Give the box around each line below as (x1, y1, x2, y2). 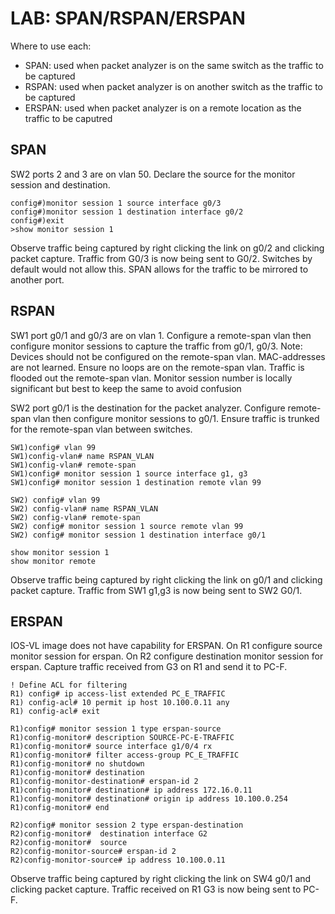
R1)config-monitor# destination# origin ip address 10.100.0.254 (10, 794, 288, 804)
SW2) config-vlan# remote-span (10, 512, 141, 522)
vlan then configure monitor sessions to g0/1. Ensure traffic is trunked (33, 412, 320, 424)
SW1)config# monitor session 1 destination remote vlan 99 (10, 477, 262, 487)
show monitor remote (10, 556, 97, 566)
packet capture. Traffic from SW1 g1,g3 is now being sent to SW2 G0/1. (10, 584, 303, 596)
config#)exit (10, 215, 65, 226)
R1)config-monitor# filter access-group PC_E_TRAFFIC (10, 750, 240, 761)
